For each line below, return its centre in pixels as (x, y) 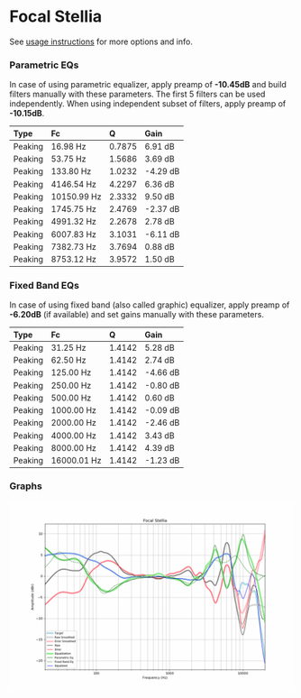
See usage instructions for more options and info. (101, 41)
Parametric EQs (44, 65)
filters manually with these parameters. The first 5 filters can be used (137, 94)
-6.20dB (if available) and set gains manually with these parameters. (137, 315)
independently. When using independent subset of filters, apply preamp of (148, 104)
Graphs (26, 486)
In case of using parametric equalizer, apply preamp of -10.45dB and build (148, 85)
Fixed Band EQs (44, 285)
